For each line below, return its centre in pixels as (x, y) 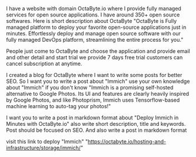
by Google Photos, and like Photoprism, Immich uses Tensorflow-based (93, 100)
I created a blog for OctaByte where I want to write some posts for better (94, 75)
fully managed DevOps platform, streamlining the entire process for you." (95, 40)
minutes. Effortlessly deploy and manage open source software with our (94, 34)
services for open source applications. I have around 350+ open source (93, 15)
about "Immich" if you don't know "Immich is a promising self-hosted (90, 87)
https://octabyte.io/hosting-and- (127, 141)
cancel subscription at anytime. (44, 64)
